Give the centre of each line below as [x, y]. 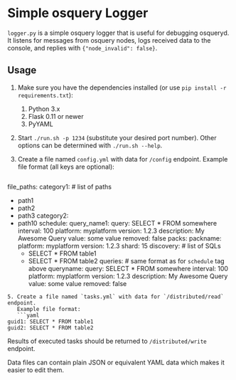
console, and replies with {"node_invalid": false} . [82, 48]
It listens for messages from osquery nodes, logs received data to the [109, 40]
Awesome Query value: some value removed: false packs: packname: [119, 238]
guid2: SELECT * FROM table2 [50, 328]
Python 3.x [44, 109]
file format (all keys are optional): [66, 167]
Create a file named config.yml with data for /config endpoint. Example [123, 159]
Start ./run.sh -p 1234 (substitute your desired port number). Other [117, 137]
